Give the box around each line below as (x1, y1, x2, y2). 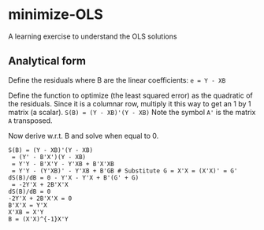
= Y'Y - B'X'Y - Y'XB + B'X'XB (11, 160, 114, 168)
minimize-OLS (8, 6, 104, 24)
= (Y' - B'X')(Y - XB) (11, 153, 87, 161)
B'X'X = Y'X (8, 201, 47, 210)
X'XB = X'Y (8, 208, 44, 216)
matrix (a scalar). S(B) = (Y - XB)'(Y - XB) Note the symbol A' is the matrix (8, 107, 256, 117)
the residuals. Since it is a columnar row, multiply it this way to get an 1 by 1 (8, 98, 251, 108)
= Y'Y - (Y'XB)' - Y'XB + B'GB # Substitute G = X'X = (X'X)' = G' (11, 167, 238, 175)
